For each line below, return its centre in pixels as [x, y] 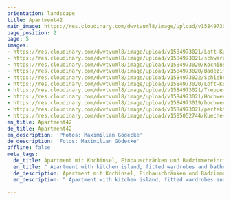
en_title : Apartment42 [40, 122]
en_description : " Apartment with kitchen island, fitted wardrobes [113, 179]
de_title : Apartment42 [40, 129]
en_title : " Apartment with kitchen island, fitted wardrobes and [110, 167]
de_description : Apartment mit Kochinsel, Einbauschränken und [106, 173]
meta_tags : [23, 154]
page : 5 [18, 39]
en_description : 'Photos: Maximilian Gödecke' [75, 135]
